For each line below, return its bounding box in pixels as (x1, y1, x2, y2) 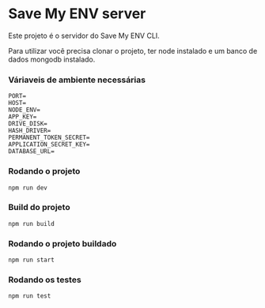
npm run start (8, 256, 55, 265)
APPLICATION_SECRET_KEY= (8, 141, 90, 148)
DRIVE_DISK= (8, 120, 47, 128)
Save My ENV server (8, 5, 146, 23)
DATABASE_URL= (8, 148, 55, 156)
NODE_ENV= (8, 106, 41, 115)
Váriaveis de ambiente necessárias (8, 74, 146, 85)
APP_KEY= (8, 113, 37, 121)
